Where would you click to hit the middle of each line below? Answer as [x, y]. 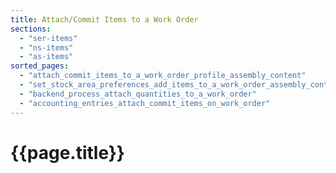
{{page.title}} [67, 152]
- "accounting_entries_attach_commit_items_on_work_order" [145, 103]
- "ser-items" [48, 38]
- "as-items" [46, 57]
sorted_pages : [40, 66]
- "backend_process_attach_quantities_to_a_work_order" [138, 94]
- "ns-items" [46, 47]
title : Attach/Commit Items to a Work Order [104, 19]
